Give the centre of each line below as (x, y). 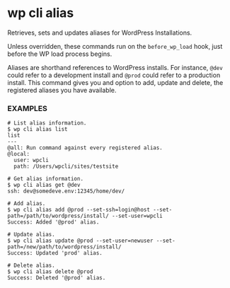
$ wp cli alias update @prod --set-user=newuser (80, 241)
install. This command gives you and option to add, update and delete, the (115, 82)
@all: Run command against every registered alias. (85, 148)
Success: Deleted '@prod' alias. (57, 278)
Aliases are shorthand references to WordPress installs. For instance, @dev (115, 67)
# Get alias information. (45, 179)
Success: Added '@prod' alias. (53, 222)
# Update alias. (31, 235)
